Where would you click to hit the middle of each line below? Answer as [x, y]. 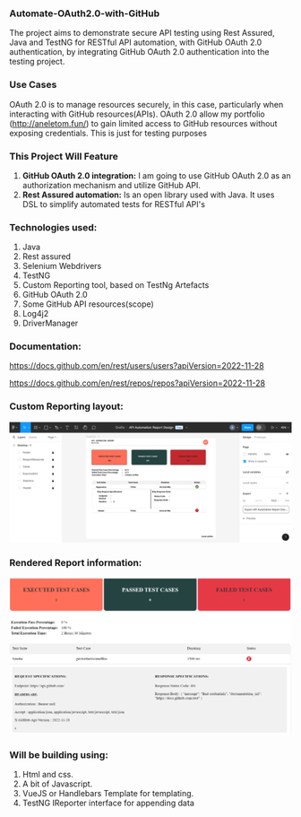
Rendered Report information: [76, 563]
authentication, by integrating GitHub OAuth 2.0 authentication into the [139, 52]
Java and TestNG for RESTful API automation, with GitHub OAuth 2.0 [136, 42]
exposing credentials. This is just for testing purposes [108, 133]
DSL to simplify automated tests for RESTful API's [114, 204]
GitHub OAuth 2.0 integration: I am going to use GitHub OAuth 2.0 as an [156, 175]
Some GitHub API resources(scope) [88, 304]
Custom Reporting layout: [66, 406]
